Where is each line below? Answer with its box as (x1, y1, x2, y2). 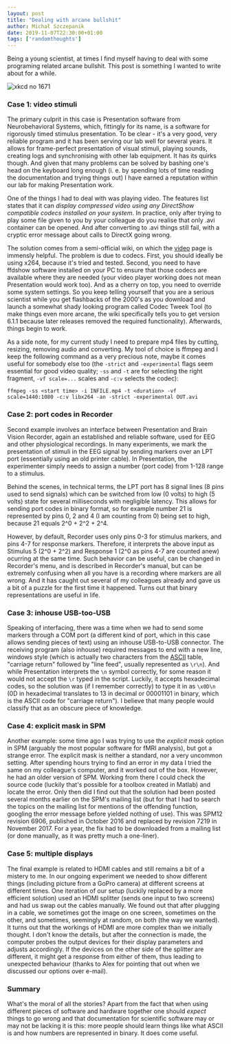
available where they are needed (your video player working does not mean (7, 273, 221, 282)
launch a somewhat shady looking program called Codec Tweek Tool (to (7, 303, 212, 311)
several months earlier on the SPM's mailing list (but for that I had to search (7, 795, 221, 803)
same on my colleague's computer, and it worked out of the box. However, (7, 766, 218, 774)
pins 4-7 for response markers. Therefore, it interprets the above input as (7, 539, 214, 547)
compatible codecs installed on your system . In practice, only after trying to (7, 209, 222, 217)
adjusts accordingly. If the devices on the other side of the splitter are (7, 945, 204, 953)
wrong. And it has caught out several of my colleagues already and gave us (7, 576, 221, 585)
